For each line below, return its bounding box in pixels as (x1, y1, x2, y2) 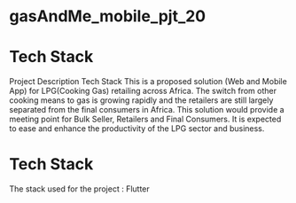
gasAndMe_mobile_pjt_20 (9, 6, 206, 27)
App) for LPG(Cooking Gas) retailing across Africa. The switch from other (9, 86, 277, 97)
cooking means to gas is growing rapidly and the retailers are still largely (9, 95, 274, 105)
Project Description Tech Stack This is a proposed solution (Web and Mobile (9, 76, 288, 87)
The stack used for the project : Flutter (9, 183, 151, 194)
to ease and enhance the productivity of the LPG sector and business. (9, 123, 265, 134)
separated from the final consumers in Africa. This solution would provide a (9, 105, 285, 115)
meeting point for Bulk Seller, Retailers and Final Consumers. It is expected (9, 113, 282, 125)
